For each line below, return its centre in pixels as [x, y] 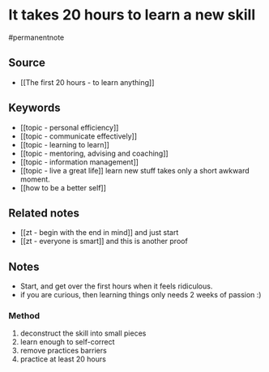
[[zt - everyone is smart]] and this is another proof [104, 242]
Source [27, 63]
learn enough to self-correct [67, 342]
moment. [35, 179]
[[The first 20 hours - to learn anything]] [87, 82]
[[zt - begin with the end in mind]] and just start [99, 233]
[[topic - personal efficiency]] [69, 127]
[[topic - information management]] [79, 162]
